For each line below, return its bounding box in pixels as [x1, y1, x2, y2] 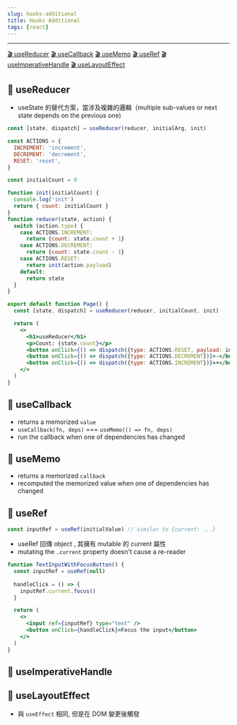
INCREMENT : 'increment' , [13, 144, 87, 151]
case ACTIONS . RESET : [20, 255, 80, 262]
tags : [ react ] [7, 23, 49, 30]
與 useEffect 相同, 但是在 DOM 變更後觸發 [17, 709, 140, 718]
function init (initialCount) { [7, 189, 99, 196]
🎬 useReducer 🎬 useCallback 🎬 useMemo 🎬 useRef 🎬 [7, 50, 167, 59]
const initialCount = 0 [7, 177, 78, 184]
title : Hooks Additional [7, 17, 80, 24]
